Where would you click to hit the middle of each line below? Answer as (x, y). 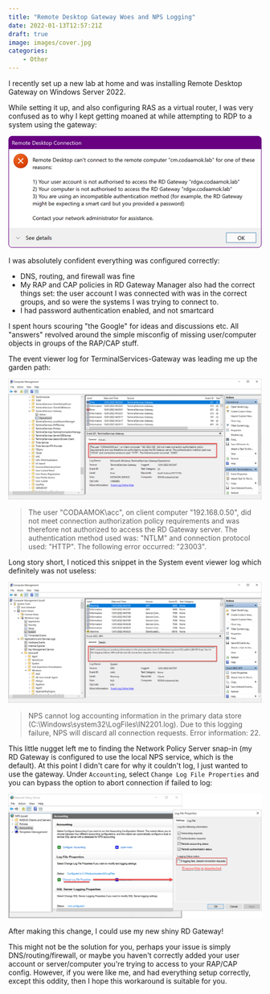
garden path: (29, 367)
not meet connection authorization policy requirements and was (133, 520)
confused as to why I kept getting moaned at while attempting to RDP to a (130, 116)
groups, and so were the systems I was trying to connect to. (119, 302)
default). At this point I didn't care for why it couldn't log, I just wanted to (128, 765)
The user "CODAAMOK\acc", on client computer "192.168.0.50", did (139, 512)
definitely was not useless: (52, 570)
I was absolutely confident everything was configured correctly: (114, 261)
